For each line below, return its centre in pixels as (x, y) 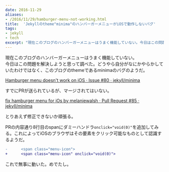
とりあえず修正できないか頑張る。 (40, 116)
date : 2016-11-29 (23, 10)
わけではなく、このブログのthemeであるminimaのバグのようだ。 (81, 70)
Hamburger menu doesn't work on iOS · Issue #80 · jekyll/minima (73, 80)
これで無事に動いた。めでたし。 (38, 164)
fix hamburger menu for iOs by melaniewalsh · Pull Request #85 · (72, 101)
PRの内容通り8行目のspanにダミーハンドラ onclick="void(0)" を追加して (80, 127)
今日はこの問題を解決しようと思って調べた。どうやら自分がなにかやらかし (82, 64)
